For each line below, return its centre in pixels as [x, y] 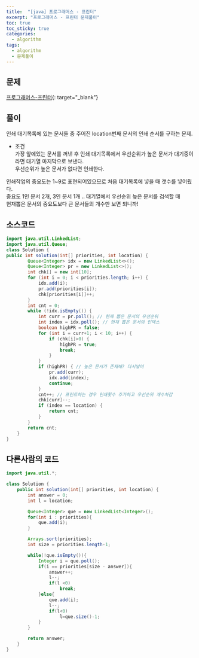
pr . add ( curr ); [66, 372]
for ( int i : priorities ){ [60, 517]
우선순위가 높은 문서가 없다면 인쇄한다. [59, 169]
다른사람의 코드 [33, 459]
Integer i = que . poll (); [69, 561]
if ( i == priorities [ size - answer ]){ [85, 566]
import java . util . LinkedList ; [44, 239]
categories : [21, 34]
